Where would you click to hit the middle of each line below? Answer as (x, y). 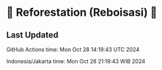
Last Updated (32, 35)
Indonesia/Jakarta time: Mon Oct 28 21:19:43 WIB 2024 (76, 61)
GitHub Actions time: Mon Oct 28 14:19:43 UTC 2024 (73, 49)
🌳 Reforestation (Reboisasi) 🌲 (82, 12)
